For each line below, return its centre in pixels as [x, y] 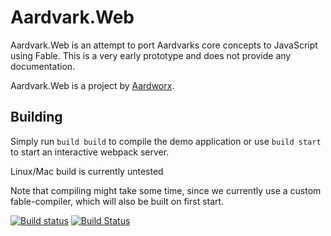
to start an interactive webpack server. [90, 152]
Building [36, 117]
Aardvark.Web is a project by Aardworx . [92, 85]
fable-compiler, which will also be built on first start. [117, 201]
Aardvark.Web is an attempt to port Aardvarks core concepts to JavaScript [164, 45]
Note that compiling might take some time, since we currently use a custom [166, 190]
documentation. [43, 66]
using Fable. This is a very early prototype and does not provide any [151, 55]
